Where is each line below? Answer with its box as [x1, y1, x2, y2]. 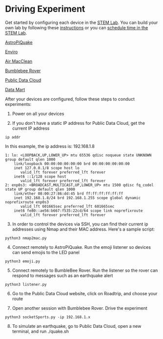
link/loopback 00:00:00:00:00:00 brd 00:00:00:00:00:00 [14, 161, 130, 166]
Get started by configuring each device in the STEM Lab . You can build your [5, 20, 158, 25]
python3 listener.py [5, 282, 47, 287]
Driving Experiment [5, 3, 85, 15]
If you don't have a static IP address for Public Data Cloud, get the [12, 120, 145, 126]
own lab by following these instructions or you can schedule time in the [5, 24, 148, 30]
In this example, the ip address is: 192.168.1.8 [5, 143, 95, 149]
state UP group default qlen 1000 [5, 187, 76, 192]
